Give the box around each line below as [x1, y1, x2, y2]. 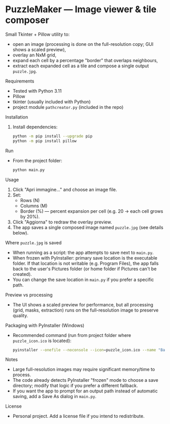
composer [5, 14, 49, 26]
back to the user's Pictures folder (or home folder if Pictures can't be [12, 266, 157, 272]
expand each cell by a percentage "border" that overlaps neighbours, [12, 57, 158, 63]
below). [12, 230, 29, 236]
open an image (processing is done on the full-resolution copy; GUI [12, 41, 154, 47]
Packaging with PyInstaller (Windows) [5, 322, 85, 328]
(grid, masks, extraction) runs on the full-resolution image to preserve [12, 307, 159, 313]
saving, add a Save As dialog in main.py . [12, 393, 96, 400]
